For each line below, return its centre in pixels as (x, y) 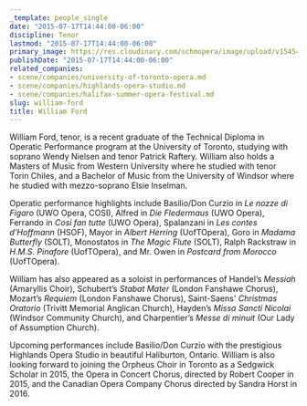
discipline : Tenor (44, 35)
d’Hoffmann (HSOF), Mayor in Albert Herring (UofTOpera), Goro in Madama (153, 233)
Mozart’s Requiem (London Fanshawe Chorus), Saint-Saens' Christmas (143, 298)
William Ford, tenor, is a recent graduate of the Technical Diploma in (137, 137)
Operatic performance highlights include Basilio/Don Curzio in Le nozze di (148, 203)
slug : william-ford (47, 103)
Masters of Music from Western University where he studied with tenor (143, 166)
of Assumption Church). (54, 328)
